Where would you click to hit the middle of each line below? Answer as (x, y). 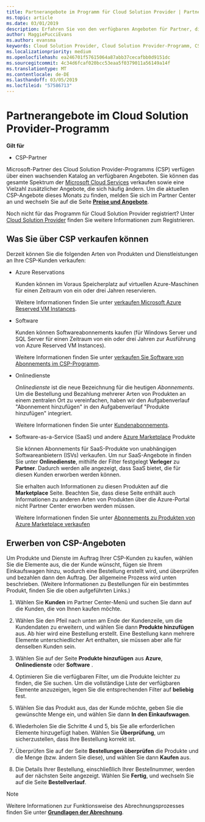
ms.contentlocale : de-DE (38, 74)
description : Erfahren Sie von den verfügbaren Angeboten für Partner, (99, 29)
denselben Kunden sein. (45, 646)
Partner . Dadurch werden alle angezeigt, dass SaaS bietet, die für (98, 468)
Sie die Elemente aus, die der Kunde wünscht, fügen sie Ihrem (85, 564)
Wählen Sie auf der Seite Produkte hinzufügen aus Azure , (89, 658)
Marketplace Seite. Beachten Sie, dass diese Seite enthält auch (95, 493)
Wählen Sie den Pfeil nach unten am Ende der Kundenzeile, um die (99, 620)
